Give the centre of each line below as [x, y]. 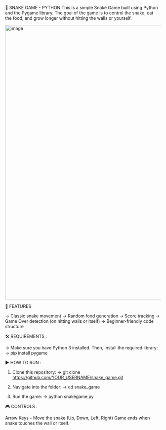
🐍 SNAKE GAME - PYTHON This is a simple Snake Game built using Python [82, 8]
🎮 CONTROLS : [21, 406]
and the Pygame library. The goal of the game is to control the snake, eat [79, 13]
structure [14, 326]
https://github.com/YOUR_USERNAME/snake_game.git [68, 377]
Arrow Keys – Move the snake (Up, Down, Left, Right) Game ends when [78, 418]
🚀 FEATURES [18, 306]
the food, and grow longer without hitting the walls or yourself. [68, 18]
